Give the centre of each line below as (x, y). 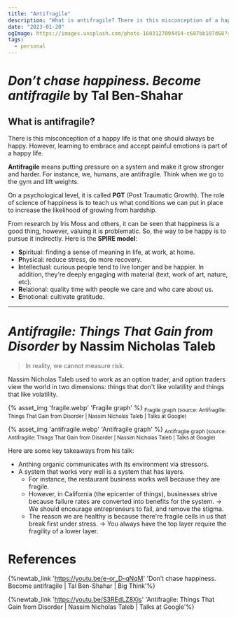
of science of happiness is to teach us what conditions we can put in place (116, 203)
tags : (16, 40)
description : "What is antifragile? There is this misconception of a (113, 20)
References (42, 559)
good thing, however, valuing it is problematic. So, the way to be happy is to (117, 231)
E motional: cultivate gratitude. (61, 297)
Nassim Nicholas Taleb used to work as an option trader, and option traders (117, 379)
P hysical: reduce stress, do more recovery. (80, 259)
